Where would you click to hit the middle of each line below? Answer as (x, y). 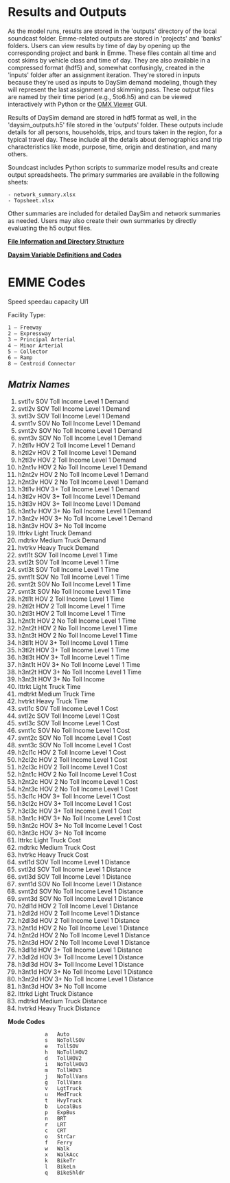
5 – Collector (28, 352)
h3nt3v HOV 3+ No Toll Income (62, 525)
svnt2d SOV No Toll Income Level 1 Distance (80, 891)
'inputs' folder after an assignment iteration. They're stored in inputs (104, 75)
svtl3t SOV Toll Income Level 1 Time (68, 569)
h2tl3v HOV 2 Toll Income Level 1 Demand (77, 460)
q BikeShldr (65, 1173)
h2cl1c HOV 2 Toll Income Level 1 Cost (72, 752)
